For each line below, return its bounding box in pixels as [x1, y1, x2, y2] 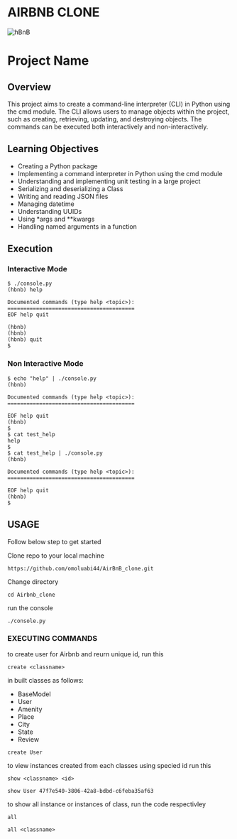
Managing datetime [17, 200, 75, 208]
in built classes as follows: [7, 676, 84, 684]
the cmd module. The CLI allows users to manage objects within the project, [7, 107, 230, 116]
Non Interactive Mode [7, 359, 84, 369]
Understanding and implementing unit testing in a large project [17, 177, 201, 185]
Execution [7, 243, 53, 255]
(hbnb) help [7, 286, 43, 293]
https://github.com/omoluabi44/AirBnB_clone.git [7, 565, 154, 572]
